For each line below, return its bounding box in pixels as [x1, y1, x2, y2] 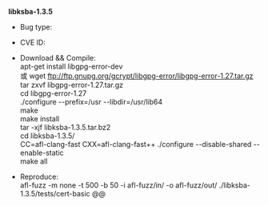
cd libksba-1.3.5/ [19, 131, 75, 141]
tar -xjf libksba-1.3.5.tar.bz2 [19, 123, 111, 132]
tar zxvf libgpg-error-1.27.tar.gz [19, 80, 124, 89]
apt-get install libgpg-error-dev [19, 61, 123, 71]
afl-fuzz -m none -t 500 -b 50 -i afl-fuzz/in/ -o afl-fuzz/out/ [19, 180, 218, 190]
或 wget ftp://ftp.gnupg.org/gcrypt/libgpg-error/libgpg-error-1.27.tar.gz [19, 71, 254, 81]
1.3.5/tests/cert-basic [19, 189, 90, 198]
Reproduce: [19, 172, 58, 181]
